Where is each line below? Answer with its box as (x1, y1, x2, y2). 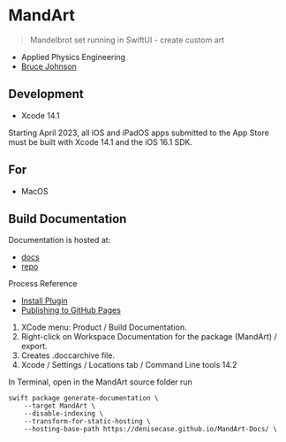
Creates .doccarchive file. (20, 350, 116, 361)
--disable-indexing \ (24, 409, 103, 418)
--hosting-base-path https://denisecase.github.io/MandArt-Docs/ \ (24, 425, 277, 434)
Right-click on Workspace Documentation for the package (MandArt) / (20, 331, 277, 342)
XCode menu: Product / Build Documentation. (20, 322, 187, 332)
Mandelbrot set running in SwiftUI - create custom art (29, 34, 225, 45)
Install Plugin (20, 295, 68, 306)
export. (20, 341, 48, 352)
